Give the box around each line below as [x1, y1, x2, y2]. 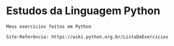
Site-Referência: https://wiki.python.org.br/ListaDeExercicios [6, 34, 169, 40]
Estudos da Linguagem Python [6, 4, 160, 18]
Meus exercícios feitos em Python [6, 24, 92, 29]
